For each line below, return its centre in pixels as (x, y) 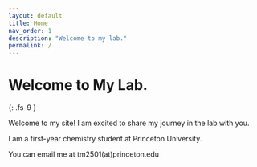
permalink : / (30, 46)
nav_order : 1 (30, 31)
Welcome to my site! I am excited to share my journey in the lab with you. (129, 123)
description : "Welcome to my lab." (68, 38)
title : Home (28, 23)
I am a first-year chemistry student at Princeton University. (105, 139)
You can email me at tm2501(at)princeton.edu (84, 154)
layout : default (35, 16)
